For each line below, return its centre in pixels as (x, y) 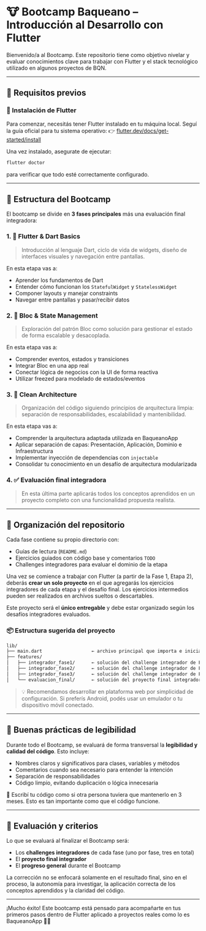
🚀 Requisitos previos (46, 93)
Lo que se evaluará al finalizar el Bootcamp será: (68, 841)
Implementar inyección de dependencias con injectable (86, 458)
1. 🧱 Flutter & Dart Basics (44, 237)
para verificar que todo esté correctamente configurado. (78, 174)
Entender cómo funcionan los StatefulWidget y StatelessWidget (96, 286)
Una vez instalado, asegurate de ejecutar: (59, 151)
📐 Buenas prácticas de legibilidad (71, 730)
